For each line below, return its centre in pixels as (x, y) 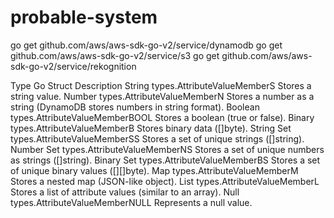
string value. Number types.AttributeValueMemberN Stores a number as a (162, 96)
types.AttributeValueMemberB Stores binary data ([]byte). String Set (151, 128)
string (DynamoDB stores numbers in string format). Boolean (135, 107)
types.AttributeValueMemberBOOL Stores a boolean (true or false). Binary (162, 117)
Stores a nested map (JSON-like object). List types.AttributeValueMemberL (165, 181)
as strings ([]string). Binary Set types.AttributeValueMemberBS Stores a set (165, 160)
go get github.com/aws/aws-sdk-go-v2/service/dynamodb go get (146, 45)
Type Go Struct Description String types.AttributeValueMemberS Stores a (161, 85)
